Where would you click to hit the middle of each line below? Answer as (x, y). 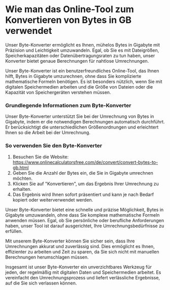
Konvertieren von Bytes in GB (69, 20)
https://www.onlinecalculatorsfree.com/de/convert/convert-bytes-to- (85, 162)
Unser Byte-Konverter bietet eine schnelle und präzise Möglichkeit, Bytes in (84, 210)
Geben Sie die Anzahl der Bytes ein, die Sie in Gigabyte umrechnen (83, 173)
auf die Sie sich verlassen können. (41, 283)
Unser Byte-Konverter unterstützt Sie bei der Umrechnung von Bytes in (80, 116)
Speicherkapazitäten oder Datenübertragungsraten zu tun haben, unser (80, 55)
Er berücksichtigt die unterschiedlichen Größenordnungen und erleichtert (82, 127)
